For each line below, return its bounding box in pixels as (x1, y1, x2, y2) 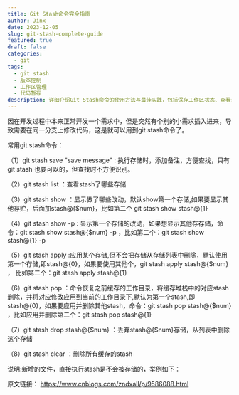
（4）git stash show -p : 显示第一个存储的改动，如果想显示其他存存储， (7, 219, 218, 228)
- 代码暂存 (14, 90, 42, 97)
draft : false (7, 43, 46, 51)
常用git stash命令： (7, 141, 64, 149)
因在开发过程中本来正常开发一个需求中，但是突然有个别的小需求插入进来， (7, 117, 225, 125)
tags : (7, 63, 23, 70)
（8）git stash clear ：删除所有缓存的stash (7, 349, 133, 358)
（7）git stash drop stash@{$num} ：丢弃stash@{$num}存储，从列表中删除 (7, 325, 230, 334)
